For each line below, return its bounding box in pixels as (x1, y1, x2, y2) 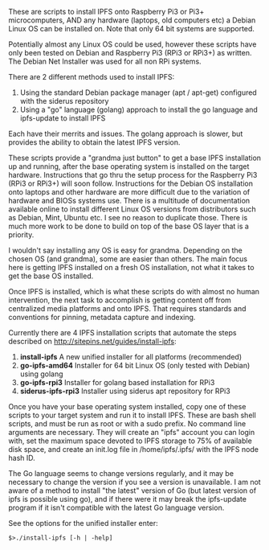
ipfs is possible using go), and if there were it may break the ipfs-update (8, 495, 247, 503)
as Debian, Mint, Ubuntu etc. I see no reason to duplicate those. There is (8, 213, 248, 222)
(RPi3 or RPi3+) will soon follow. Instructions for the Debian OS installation (8, 179, 253, 188)
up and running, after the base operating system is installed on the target (8, 162, 250, 171)
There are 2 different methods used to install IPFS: (8, 72, 175, 81)
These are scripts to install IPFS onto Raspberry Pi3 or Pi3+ (8, 7, 205, 16)
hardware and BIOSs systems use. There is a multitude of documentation (8, 196, 251, 205)
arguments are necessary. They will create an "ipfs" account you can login (8, 428, 255, 437)
